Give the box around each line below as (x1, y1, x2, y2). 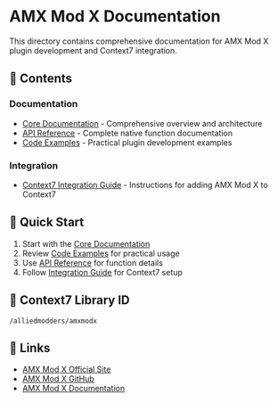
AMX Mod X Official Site (21, 364, 111, 375)
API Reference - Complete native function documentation (21, 127, 233, 138)
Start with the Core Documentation (21, 238, 151, 249)
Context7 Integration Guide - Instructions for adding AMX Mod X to (21, 179, 269, 190)
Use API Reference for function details (21, 257, 163, 268)
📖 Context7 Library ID (9, 292, 130, 308)
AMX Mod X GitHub (21, 373, 95, 384)
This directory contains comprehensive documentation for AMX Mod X (9, 36, 269, 46)
